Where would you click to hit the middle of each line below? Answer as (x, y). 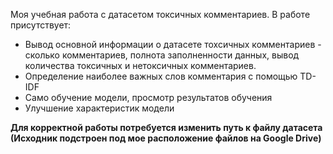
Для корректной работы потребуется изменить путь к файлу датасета (166, 127)
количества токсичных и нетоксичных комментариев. (140, 65)
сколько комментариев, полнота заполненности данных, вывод (162, 55)
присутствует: (41, 25)
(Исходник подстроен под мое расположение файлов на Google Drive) (166, 138)
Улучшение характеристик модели (99, 108)
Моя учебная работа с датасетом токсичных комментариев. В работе (160, 14)
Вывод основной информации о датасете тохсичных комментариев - (173, 44)
